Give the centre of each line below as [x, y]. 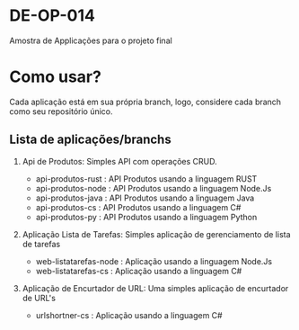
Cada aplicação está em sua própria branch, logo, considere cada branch [145, 102]
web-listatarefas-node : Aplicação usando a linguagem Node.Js [154, 261]
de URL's [39, 298]
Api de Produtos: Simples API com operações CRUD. [119, 161]
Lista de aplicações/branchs [91, 140]
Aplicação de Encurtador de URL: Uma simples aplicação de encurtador [155, 288]
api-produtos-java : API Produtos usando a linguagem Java [145, 198]
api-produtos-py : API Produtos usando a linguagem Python [146, 217]
